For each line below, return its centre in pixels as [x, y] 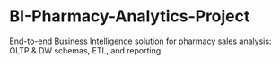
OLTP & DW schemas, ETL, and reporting [85, 50]
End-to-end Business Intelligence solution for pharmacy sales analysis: [140, 41]
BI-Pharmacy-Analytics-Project [130, 16]
